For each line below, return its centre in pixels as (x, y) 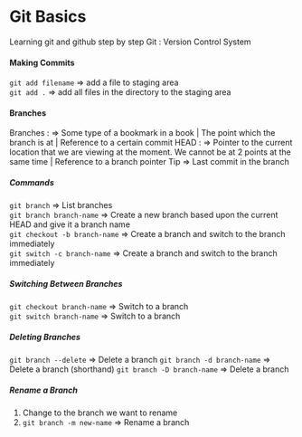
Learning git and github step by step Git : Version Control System (130, 42)
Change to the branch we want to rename (100, 413)
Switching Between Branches (66, 283)
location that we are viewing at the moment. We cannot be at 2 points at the (150, 152)
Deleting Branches (45, 337)
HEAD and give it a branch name (70, 224)
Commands (32, 182)
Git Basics (48, 17)
